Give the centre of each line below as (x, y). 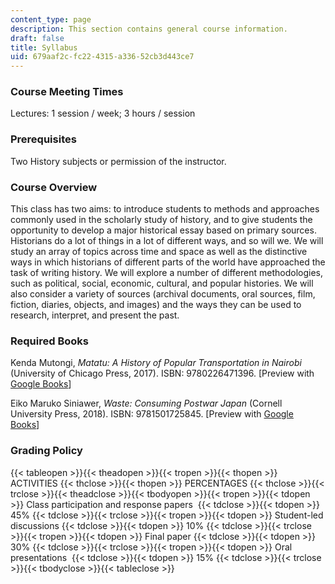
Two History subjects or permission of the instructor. (118, 161)
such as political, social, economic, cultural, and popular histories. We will (162, 283)
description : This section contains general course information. (149, 29)
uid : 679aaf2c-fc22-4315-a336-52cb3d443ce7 (102, 57)
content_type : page (51, 19)
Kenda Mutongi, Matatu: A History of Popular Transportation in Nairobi (156, 363)
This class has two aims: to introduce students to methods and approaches (165, 209)
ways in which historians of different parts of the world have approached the (168, 262)
